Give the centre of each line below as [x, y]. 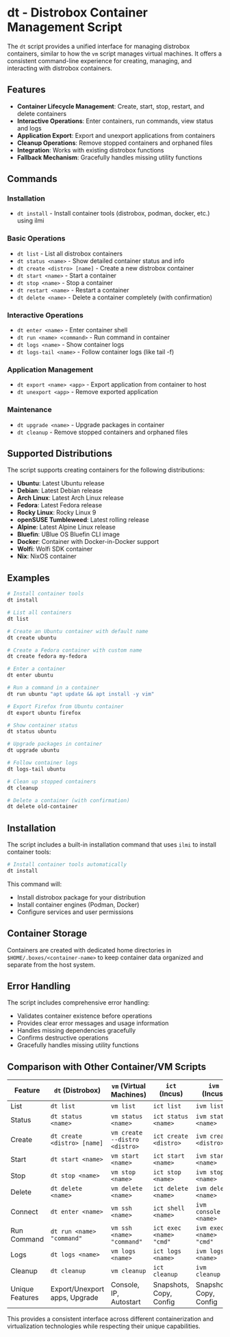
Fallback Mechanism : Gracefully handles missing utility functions [110, 157]
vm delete [127, 1189]
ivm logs [210, 1252]
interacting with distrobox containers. [60, 68]
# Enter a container [37, 669]
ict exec [167, 1228]
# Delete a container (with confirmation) [68, 800]
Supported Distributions [60, 454]
